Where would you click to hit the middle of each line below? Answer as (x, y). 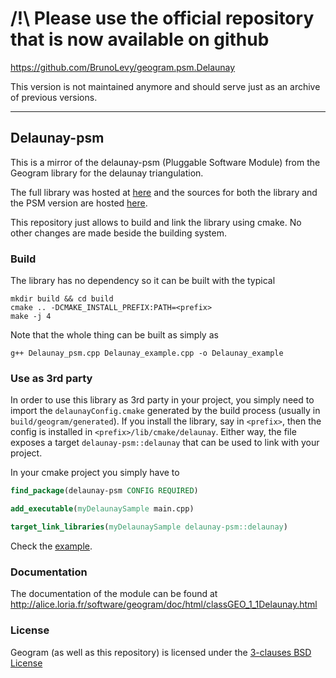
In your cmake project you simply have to (95, 473)
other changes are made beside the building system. (118, 233)
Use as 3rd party (51, 378)
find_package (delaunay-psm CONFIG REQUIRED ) (104, 491)
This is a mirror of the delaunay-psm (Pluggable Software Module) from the (165, 162)
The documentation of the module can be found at (114, 594)
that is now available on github (140, 39)
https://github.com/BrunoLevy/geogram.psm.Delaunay (123, 67)
